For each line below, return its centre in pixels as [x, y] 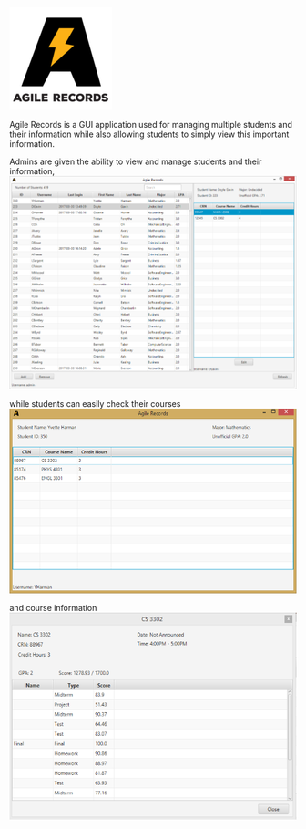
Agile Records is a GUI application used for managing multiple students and [151, 124]
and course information [53, 608]
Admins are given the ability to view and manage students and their [136, 161]
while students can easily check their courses [95, 404]
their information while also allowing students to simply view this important [149, 134]
